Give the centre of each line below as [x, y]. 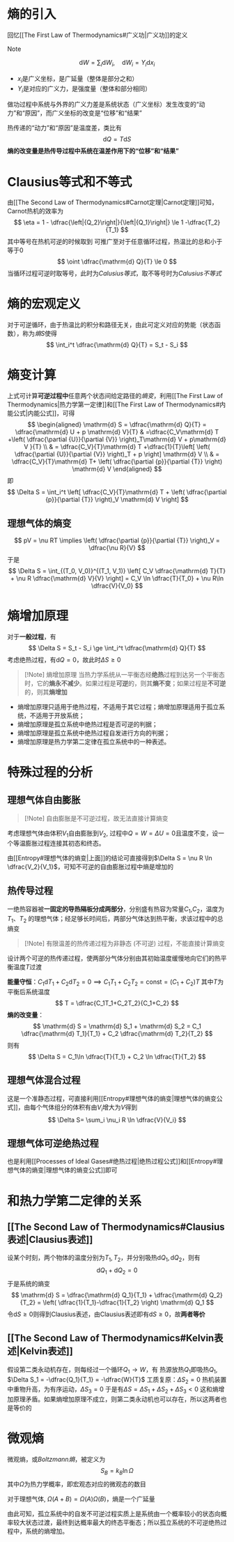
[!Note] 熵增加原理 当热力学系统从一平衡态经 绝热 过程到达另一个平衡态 [124, 674]
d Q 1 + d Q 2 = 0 [117, 1271]
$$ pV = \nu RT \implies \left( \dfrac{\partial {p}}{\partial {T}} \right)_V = [117, 540]
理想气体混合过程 [44, 1080]
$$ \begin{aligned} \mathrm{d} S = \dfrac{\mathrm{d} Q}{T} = [117, 425]
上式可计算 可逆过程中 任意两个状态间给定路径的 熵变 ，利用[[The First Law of [115, 396]
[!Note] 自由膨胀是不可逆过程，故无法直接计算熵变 [96, 818]
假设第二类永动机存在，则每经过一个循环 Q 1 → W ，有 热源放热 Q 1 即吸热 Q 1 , [112, 1370]
